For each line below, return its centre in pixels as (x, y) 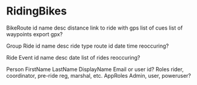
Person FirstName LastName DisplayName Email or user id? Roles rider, (95, 69)
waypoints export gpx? (35, 34)
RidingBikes (37, 11)
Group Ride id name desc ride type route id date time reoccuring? (88, 46)
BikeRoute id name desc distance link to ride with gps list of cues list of (95, 28)
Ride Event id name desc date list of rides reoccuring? (73, 57)
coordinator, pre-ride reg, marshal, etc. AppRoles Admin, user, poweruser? (99, 75)
